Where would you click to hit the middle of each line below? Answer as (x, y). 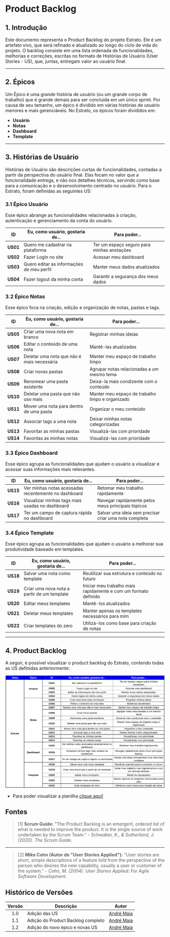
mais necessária (41, 362)
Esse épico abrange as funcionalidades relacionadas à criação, (71, 215)
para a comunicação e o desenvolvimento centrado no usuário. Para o (78, 185)
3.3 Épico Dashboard (32, 453)
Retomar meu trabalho (120, 488)
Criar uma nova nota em (49, 331)
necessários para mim (106, 616)
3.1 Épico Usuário (27, 204)
